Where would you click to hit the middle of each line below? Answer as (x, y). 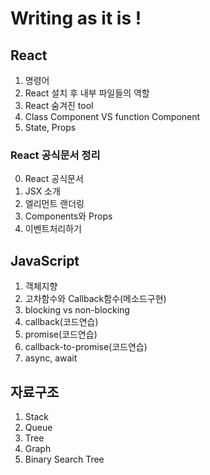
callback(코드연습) (61, 322)
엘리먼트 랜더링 (54, 204)
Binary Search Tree (64, 459)
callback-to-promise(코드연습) (86, 347)
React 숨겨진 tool (59, 105)
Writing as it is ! (76, 18)
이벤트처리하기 (53, 229)
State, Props (50, 127)
